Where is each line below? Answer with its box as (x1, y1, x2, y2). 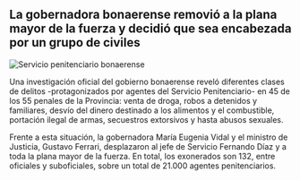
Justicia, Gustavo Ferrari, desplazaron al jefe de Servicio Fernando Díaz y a (9, 141, 287, 151)
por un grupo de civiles (9, 35, 141, 50)
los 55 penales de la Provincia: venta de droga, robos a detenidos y (9, 95, 258, 106)
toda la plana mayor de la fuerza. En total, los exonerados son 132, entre (9, 150, 276, 161)
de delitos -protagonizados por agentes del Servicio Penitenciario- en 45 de (9, 85, 291, 97)
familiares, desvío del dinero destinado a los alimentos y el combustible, (9, 105, 275, 116)
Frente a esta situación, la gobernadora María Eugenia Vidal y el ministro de (9, 132, 288, 142)
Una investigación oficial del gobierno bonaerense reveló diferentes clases (9, 76, 285, 87)
